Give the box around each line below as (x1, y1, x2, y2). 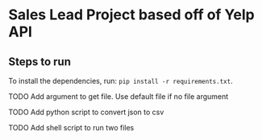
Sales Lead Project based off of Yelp (8, 6, 256, 24)
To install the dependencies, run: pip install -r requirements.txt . (8, 76, 233, 85)
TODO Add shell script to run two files (8, 123, 135, 132)
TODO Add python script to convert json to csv (8, 107, 164, 117)
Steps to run (8, 55, 71, 68)
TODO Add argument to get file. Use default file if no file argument (8, 92, 229, 101)
